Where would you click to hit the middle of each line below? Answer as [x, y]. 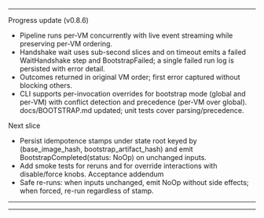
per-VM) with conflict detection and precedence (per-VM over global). [133, 102]
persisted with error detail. [62, 69]
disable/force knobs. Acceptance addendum [92, 174]
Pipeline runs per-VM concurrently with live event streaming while [126, 35]
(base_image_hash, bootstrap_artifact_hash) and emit [106, 149]
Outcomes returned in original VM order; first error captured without [130, 77]
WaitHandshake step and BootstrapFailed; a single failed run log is [126, 60]
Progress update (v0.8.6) [48, 20]
